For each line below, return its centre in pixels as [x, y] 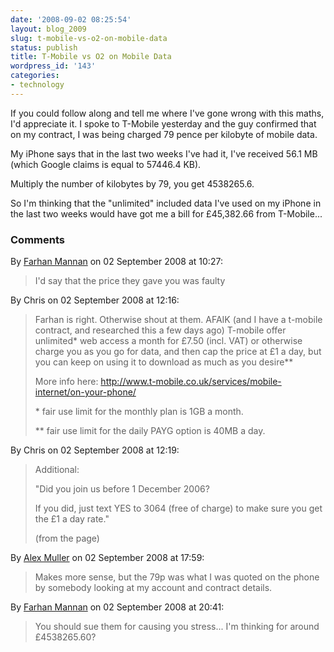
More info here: [66, 382]
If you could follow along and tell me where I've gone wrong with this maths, [167, 113]
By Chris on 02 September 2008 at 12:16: [95, 300]
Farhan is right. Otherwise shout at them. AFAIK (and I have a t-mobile [178, 320]
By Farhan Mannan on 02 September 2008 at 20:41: [117, 607]
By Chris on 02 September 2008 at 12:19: [95, 450]
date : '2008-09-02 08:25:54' [71, 19]
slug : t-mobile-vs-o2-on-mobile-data [89, 38]
